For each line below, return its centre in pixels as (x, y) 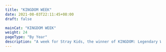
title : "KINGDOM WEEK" (28, 10)
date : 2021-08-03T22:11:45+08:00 (40, 14)
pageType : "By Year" (26, 37)
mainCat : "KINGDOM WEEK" (31, 28)
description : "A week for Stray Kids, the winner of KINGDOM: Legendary (82, 42)
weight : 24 (16, 33)
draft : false (19, 19)
